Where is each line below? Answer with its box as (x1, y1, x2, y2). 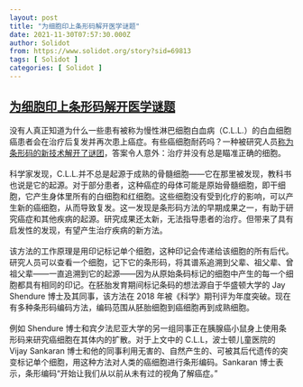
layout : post (9, 13, 59, 23)
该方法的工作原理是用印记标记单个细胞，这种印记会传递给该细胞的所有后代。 (9, 245, 294, 256)
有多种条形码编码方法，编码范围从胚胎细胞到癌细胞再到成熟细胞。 (9, 301, 254, 312)
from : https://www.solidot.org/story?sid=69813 (9, 47, 192, 56)
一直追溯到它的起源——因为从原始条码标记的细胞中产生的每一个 (48, 268, 286, 279)
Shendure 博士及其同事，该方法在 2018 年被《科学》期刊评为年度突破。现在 (9, 290, 291, 301)
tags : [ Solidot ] (9, 55, 78, 64)
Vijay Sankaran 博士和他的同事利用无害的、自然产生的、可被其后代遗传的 (9, 345, 280, 356)
